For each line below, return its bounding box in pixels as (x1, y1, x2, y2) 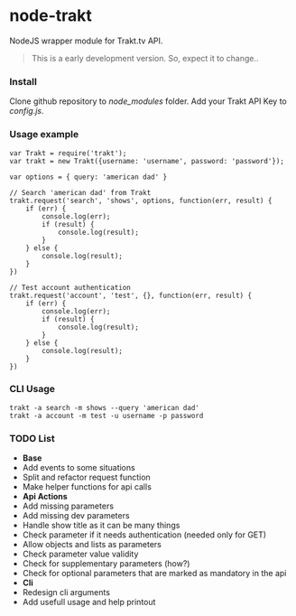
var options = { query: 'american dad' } (9, 173, 168, 182)
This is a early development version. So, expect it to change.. (31, 52, 259, 63)
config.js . (9, 106, 44, 117)
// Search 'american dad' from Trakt (9, 188, 152, 197)
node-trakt (9, 5, 93, 26)
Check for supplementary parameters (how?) (22, 558, 190, 569)
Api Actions (22, 491, 68, 502)
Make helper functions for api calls (22, 481, 152, 492)
